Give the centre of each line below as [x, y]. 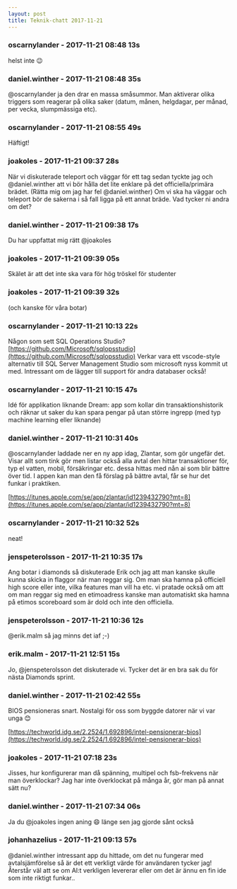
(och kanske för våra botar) [48, 307]
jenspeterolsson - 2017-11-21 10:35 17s [75, 556]
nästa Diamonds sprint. [42, 677]
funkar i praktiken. [35, 484]
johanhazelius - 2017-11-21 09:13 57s [72, 840]
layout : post [27, 14]
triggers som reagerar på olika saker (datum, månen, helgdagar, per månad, [118, 102]
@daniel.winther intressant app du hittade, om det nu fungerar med [106, 855]
